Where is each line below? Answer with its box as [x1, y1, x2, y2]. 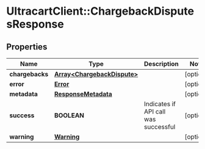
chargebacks [9, 70, 49, 78]
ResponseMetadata [54, 90, 113, 98]
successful [144, 123, 176, 131]
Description [144, 60, 179, 68]
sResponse [6, 17, 64, 31]
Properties [6, 42, 48, 52]
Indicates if [144, 100, 176, 108]
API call [144, 107, 166, 115]
